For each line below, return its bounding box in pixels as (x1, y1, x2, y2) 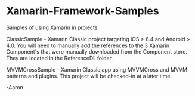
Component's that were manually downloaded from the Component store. (6, 48, 188, 55)
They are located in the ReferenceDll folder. (6, 54, 113, 61)
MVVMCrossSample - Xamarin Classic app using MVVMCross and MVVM (6, 66, 188, 73)
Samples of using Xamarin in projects (6, 24, 98, 31)
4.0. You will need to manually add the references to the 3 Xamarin (6, 42, 170, 49)
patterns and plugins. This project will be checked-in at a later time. (6, 72, 172, 79)
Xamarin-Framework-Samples (6, 4, 159, 18)
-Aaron (6, 83, 24, 91)
